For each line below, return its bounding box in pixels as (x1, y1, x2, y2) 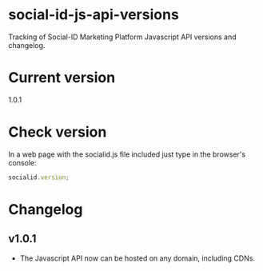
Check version (8, 123, 107, 141)
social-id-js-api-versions (8, 6, 180, 24)
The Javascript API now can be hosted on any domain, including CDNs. (19, 253, 256, 263)
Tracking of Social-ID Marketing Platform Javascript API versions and (8, 32, 237, 42)
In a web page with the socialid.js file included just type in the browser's (8, 149, 246, 159)
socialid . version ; (8, 173, 70, 181)
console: (8, 157, 38, 167)
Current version (8, 69, 116, 87)
